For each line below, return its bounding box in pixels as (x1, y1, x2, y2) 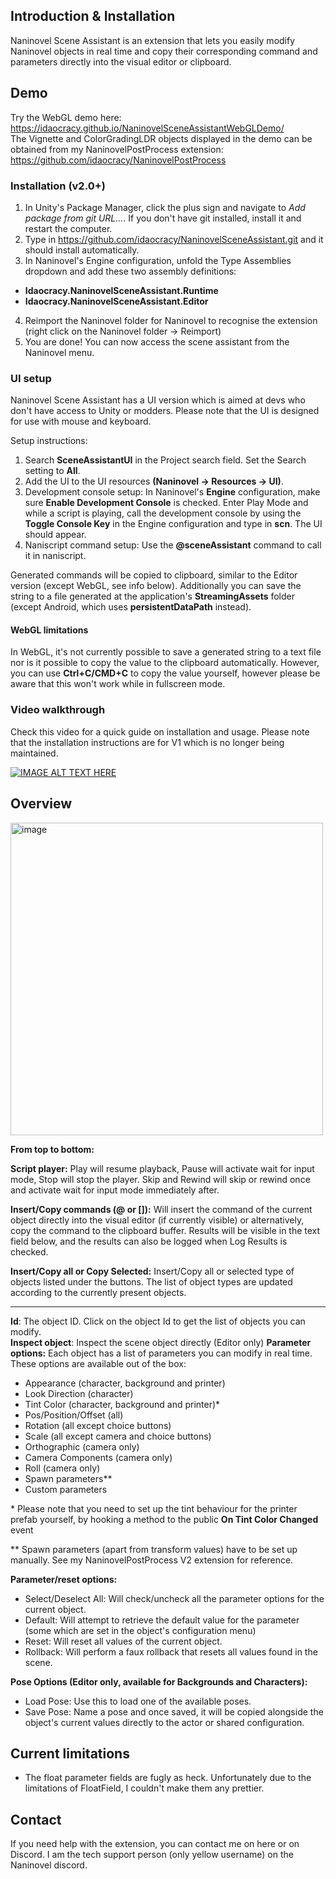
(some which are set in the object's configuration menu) (24, 1624, 257, 1636)
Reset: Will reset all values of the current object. (24, 1635, 223, 1647)
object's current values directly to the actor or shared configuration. (24, 1716, 305, 1728)
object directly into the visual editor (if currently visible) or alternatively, (10, 1214, 305, 1226)
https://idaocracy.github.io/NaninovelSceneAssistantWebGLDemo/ (10, 122, 285, 134)
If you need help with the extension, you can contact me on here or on (10, 1838, 300, 1850)
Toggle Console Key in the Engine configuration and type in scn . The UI (24, 518, 323, 530)
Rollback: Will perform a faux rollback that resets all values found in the (24, 1645, 318, 1658)
